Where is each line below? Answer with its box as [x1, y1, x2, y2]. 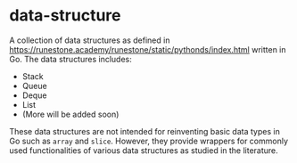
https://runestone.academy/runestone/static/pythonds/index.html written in [9, 44, 286, 54]
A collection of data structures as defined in [9, 35, 170, 45]
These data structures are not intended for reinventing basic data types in [9, 126, 281, 136]
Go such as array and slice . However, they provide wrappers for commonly [9, 135, 288, 146]
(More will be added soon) [21, 109, 120, 119]
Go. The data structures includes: [9, 53, 132, 64]
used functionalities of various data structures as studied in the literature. [9, 144, 278, 156]
